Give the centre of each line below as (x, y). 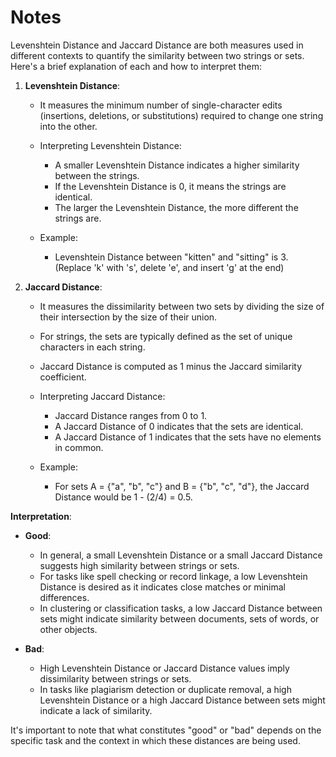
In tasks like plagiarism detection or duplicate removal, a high (165, 689)
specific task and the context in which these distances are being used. (155, 740)
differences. (64, 597)
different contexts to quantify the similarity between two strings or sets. (157, 55)
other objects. (68, 629)
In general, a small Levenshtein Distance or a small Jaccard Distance (181, 555)
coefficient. (63, 377)
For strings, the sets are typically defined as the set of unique (166, 336)
